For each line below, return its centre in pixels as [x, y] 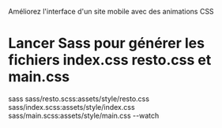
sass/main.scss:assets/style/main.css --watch [84, 115]
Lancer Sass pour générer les [107, 43]
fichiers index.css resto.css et [110, 60]
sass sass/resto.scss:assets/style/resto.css [79, 99]
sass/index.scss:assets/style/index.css [72, 107]
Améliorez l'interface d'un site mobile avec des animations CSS [111, 11]
